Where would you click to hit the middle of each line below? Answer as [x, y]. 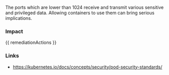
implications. [19, 18]
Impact [14, 31]
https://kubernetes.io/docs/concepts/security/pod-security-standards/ [87, 67]
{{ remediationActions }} [31, 42]
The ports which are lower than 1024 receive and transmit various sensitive [84, 7]
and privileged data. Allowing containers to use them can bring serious [80, 13]
